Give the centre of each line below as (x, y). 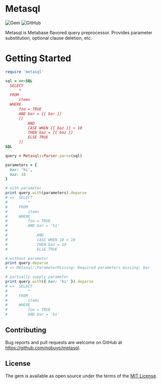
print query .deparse (27, 263)
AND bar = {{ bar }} (40, 114)
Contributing (26, 330)
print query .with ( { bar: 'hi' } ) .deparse (49, 281)
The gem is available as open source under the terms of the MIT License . (81, 376)
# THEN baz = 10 (36, 245)
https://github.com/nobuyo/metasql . (43, 348)
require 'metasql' (24, 72)
